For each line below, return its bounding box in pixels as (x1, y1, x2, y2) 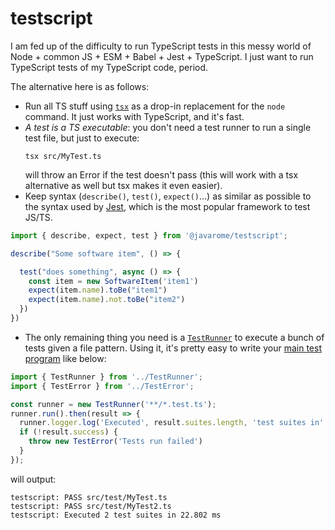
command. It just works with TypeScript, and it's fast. (24, 110, 245, 122)
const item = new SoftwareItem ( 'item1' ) (28, 276, 199, 286)
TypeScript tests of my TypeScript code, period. (10, 61, 209, 73)
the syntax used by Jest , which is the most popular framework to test (24, 200, 311, 212)
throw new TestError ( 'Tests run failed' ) (28, 437, 203, 447)
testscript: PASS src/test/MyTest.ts (10, 492, 168, 502)
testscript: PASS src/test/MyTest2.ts (10, 501, 172, 511)
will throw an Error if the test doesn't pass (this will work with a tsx (24, 168, 299, 181)
